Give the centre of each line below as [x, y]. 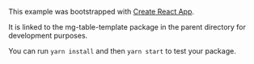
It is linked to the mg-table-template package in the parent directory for [127, 27]
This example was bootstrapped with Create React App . [102, 12]
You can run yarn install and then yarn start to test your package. [122, 51]
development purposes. [48, 36]
